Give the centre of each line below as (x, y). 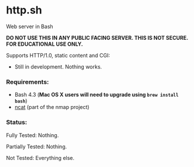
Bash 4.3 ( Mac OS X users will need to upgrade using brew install (96, 95)
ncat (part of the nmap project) (52, 107)
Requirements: (28, 81)
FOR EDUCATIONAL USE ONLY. (45, 44)
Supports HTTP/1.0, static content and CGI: (58, 55)
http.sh (24, 10)
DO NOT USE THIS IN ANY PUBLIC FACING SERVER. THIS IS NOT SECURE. (97, 38)
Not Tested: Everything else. (40, 158)
